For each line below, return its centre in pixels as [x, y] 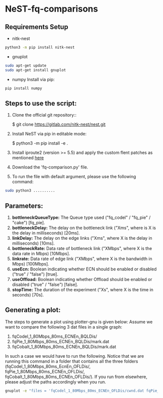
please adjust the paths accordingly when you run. [56, 381]
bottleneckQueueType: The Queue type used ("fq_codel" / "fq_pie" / [81, 217]
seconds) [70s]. [28, 295]
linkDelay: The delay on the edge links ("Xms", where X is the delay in [82, 238]
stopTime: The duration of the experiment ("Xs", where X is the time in [83, 290]
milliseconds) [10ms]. [33, 243]
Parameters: [24, 206]
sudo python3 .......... [30, 191]
